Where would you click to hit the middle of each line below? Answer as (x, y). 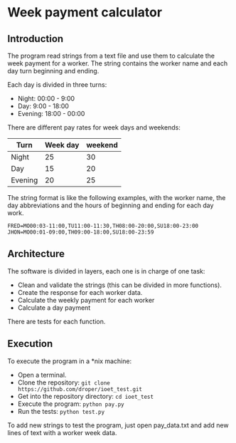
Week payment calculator (85, 12)
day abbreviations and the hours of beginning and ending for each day (111, 205)
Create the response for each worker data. (80, 292)
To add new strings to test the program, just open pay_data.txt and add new (118, 425)
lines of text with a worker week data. (62, 432)
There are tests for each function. (57, 321)
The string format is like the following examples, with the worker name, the (117, 198)
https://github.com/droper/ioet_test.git (80, 389)
